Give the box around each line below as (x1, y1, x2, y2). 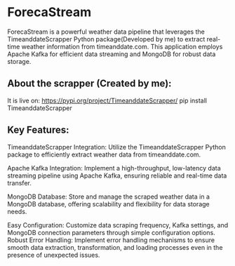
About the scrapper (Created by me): (7, 78, 172, 90)
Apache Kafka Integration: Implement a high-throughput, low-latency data (7, 164, 221, 172)
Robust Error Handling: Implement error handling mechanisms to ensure (7, 236, 215, 244)
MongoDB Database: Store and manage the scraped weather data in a (7, 192, 210, 201)
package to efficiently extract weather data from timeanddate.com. (7, 150, 201, 159)
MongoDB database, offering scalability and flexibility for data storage (7, 199, 210, 208)
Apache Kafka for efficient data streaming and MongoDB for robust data (7, 50, 216, 58)
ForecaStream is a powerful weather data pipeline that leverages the (7, 27, 205, 36)
